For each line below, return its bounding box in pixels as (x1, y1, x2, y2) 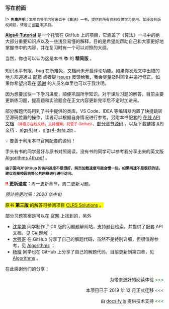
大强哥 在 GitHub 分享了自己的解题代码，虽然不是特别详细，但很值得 (12, 236, 154, 242)
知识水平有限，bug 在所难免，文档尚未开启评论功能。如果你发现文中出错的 (5, 68, 160, 74)
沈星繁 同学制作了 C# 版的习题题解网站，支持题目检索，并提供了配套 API (12, 224, 163, 230)
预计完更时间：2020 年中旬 (5, 191, 62, 197)
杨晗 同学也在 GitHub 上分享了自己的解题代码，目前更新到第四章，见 (12, 249, 154, 255)
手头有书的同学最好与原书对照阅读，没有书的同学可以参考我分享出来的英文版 (5, 148, 164, 154)
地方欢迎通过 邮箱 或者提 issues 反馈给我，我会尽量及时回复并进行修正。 (5, 74, 156, 80)
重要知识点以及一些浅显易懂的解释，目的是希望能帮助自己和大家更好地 (18, 38, 164, 44)
